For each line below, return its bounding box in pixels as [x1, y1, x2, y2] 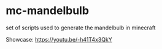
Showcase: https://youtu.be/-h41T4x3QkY [6, 36, 113, 43]
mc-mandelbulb [6, 4, 90, 18]
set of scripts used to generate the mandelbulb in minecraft [6, 24, 156, 31]
